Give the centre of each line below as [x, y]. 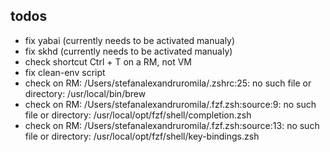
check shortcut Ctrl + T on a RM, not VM [108, 61]
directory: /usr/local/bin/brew [85, 93]
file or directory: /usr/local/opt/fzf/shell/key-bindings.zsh [142, 136]
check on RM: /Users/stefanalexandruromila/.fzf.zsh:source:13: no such [172, 125]
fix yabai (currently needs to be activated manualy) [130, 40]
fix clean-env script [65, 72]
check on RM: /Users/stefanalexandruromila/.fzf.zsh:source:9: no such [170, 104]
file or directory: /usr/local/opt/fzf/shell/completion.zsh [138, 115]
